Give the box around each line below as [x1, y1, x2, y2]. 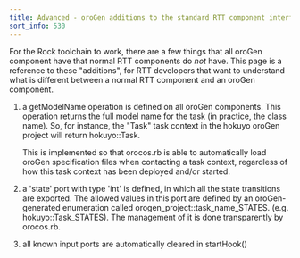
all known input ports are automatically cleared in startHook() [21, 238, 248, 249]
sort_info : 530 [9, 21, 66, 30]
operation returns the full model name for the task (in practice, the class [21, 111, 287, 121]
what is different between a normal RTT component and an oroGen [9, 74, 256, 85]
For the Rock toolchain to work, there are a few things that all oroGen [9, 46, 262, 56]
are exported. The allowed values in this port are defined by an [21, 193, 254, 204]
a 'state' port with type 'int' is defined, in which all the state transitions [21, 183, 281, 194]
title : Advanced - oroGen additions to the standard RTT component [9, 12, 266, 22]
